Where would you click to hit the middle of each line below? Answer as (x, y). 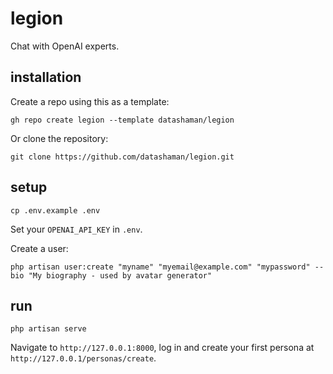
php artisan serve (48, 329)
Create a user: (39, 248)
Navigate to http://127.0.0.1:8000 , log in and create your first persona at (162, 348)
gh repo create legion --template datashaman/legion (122, 120)
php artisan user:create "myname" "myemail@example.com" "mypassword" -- (167, 267)
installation (46, 77)
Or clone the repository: (59, 138)
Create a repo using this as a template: (90, 101)
